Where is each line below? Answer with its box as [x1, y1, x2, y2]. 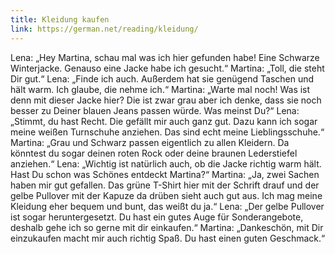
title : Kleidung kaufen [10, 14, 110, 25]
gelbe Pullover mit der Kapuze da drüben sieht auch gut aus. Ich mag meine [10, 189, 323, 201]
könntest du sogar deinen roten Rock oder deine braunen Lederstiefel [10, 147, 298, 159]
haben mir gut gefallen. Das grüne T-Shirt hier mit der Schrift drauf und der [10, 179, 320, 191]
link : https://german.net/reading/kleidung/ [10, 24, 199, 34]
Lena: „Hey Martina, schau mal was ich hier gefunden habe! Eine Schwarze [10, 51, 320, 63]
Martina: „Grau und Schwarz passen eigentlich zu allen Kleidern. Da [10, 136, 290, 148]
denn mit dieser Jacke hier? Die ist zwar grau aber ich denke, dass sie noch [10, 94, 322, 106]
